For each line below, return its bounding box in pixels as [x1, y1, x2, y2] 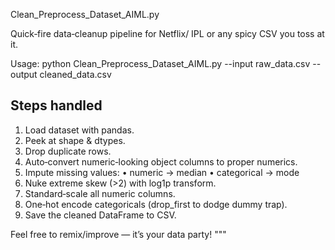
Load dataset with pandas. [24, 124, 135, 136]
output [10, 69, 38, 80]
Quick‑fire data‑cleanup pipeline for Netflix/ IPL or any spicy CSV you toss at [10, 28, 325, 39]
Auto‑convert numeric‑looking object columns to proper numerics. [24, 155, 298, 168]
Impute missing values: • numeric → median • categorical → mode [24, 166, 300, 178]
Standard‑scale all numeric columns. [24, 187, 176, 199]
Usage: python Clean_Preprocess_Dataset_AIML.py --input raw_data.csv [10, 58, 311, 69]
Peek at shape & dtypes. [24, 134, 126, 146]
